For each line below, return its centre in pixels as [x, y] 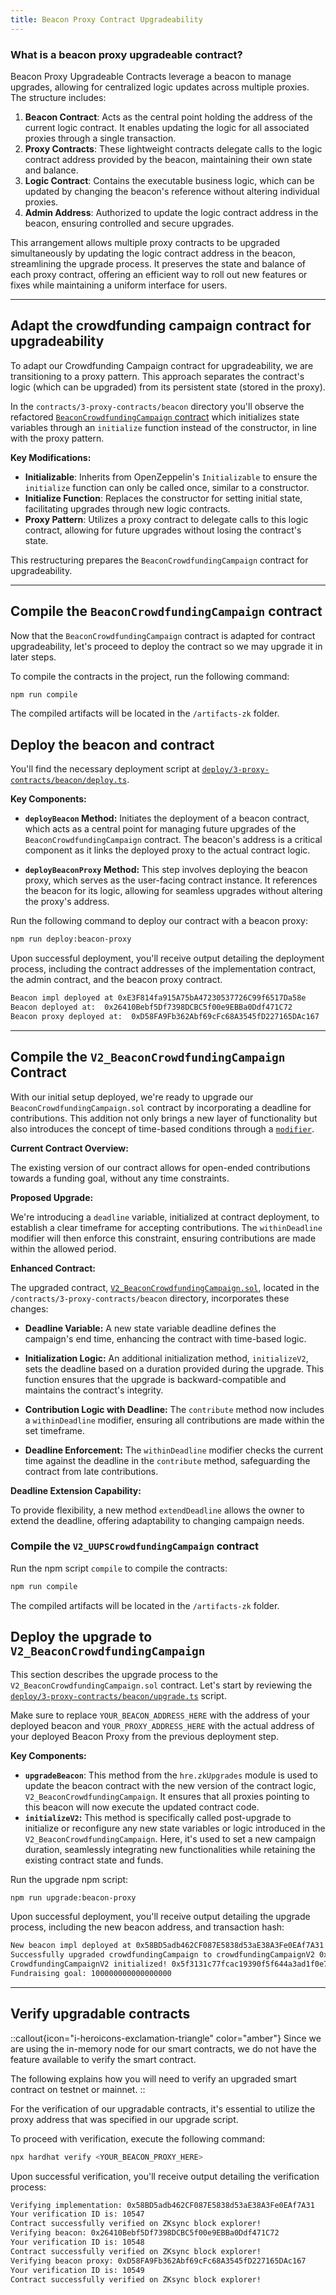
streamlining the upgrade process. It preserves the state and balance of [158, 263]
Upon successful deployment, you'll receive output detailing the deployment [167, 958]
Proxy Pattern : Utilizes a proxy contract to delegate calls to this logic [166, 519]
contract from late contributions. [91, 1471]
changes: [29, 1308]
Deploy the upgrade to [81, 1637]
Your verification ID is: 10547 [77, 2214]
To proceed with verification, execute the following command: [137, 2138]
